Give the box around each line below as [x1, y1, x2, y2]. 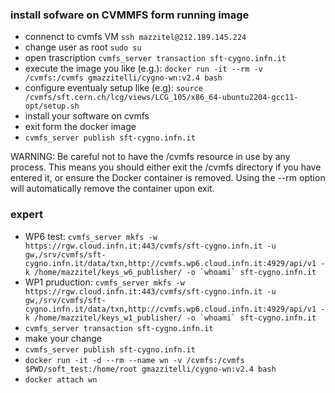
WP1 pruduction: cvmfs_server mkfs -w [24, 276, 185, 288]
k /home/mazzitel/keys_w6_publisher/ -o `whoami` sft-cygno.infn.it [24, 267, 317, 277]
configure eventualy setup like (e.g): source [24, 82, 203, 94]
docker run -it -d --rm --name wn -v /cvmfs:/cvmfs [24, 355, 245, 365]
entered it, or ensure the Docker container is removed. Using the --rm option [10, 172, 326, 184]
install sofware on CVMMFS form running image [10, 8, 250, 22]
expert [10, 208, 43, 222]
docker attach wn [24, 374, 98, 385]
